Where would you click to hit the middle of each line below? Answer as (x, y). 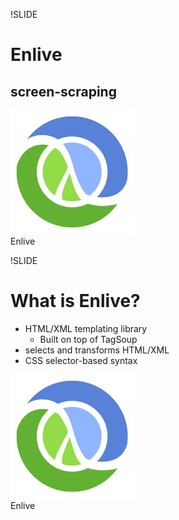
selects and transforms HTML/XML (97, 350)
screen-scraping (63, 91)
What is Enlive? (75, 301)
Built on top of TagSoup (88, 339)
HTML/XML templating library (86, 328)
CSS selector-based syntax (81, 360)
